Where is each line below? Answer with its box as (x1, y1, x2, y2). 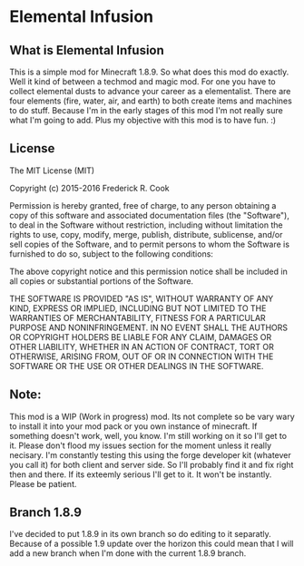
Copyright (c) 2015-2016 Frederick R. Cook (9, 182, 170, 193)
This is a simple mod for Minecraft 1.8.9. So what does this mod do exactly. (9, 66, 289, 77)
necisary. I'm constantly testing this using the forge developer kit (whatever (9, 449, 292, 460)
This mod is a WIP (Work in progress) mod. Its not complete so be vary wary (9, 411, 295, 422)
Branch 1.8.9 (9, 505, 82, 521)
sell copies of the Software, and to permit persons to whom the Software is (9, 239, 290, 249)
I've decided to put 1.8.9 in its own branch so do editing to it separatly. (9, 529, 272, 540)
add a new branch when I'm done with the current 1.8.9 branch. (9, 548, 247, 559)
